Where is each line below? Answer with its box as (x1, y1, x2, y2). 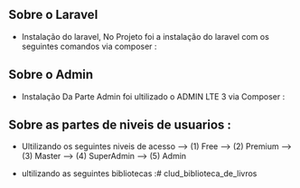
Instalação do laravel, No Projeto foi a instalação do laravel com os (21, 31, 270, 42)
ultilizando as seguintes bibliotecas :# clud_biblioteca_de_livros (21, 168, 258, 179)
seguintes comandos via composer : (21, 41, 157, 52)
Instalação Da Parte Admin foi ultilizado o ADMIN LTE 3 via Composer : (21, 90, 286, 102)
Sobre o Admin (8, 67, 94, 82)
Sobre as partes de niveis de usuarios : (8, 117, 232, 133)
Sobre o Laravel (8, 7, 98, 23)
